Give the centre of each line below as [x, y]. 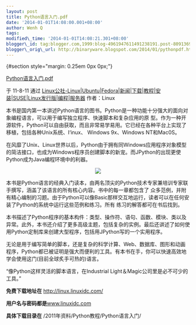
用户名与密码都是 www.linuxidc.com [49, 303]
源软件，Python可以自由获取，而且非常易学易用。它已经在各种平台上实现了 [96, 125]
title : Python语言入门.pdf [37, 17]
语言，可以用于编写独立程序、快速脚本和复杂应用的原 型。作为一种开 [104, 117]
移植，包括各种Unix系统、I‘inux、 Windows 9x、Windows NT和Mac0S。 [93, 132]
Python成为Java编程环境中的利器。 [48, 159]
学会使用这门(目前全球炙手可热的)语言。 [54, 258]
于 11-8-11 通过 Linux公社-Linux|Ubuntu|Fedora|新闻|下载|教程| [81, 91]
